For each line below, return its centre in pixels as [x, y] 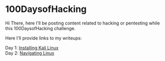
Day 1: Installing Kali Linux [32, 47]
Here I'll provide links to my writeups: [43, 38]
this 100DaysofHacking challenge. [40, 28]
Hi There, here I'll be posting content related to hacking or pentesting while [82, 23]
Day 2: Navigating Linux [30, 53]
